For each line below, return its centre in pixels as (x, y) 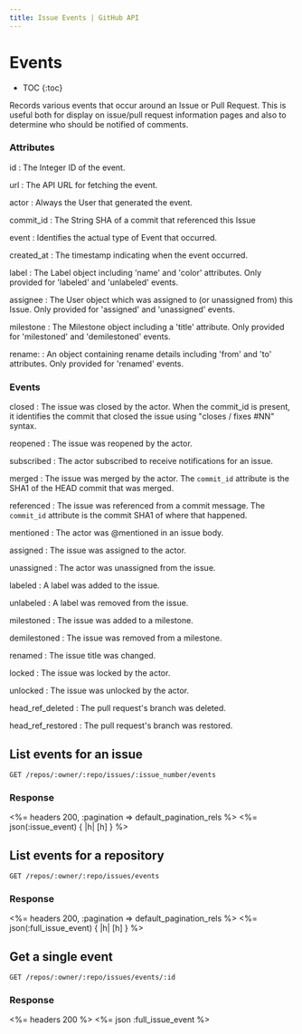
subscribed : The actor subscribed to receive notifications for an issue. (142, 461)
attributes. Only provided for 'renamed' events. (96, 364)
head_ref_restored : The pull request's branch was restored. (121, 726)
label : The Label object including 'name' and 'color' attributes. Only (136, 272)
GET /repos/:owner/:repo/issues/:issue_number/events (113, 774)
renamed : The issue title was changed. (83, 656)
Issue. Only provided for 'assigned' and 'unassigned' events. (122, 309)
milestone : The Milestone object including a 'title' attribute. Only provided (147, 327)
